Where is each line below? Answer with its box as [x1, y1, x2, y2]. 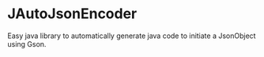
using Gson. [7, 39, 47, 48]
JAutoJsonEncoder [7, 5, 138, 23]
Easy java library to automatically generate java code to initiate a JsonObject [7, 31, 256, 40]
